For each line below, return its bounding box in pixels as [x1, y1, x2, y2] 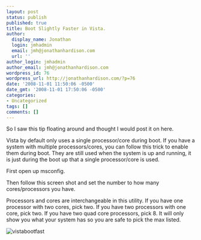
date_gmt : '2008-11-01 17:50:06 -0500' [6, 87, 106, 93]
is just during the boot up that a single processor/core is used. [6, 156, 160, 163]
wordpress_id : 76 [6, 70, 50, 76]
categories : [6, 92, 36, 98]
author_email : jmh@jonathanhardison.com [6, 64, 109, 71]
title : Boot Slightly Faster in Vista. [6, 25, 106, 32]
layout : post [6, 8, 39, 15]
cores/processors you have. [6, 186, 76, 193]
